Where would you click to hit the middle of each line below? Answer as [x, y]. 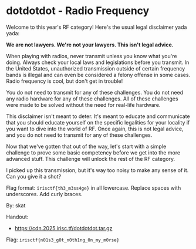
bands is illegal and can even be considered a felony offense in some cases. [98, 75]
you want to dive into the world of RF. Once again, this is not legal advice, [95, 129]
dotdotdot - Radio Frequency [78, 11]
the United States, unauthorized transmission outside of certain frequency [96, 68]
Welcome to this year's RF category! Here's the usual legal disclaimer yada [97, 27]
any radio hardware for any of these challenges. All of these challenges [92, 99]
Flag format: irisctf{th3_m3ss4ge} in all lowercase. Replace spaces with [94, 188]
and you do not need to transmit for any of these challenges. [79, 135]
